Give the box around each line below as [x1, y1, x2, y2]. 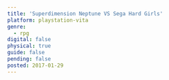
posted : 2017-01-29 [7, 62, 64, 69]
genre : [7, 23, 26, 30]
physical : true [7, 42, 51, 49]
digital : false [7, 36, 51, 43]
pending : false [7, 56, 51, 63]
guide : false [7, 49, 45, 56]
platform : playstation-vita [7, 17, 89, 24]
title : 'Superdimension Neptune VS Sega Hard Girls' [7, 10, 163, 17]
